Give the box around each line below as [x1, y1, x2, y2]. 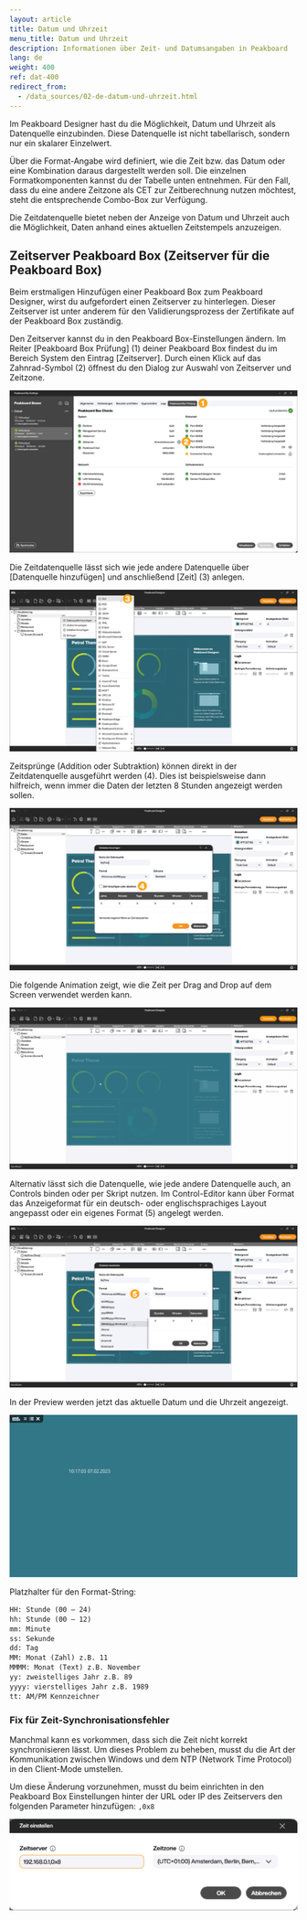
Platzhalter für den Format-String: [9, 1586, 137, 1597]
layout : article [9, 15, 71, 24]
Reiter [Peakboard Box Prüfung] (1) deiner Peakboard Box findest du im [9, 343, 278, 354]
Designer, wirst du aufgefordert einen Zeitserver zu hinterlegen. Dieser [9, 296, 276, 307]
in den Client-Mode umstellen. [9, 1763, 123, 1774]
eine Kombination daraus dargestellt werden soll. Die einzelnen [9, 165, 247, 176]
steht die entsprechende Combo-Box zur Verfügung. [9, 194, 208, 205]
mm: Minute [9, 1624, 51, 1634]
